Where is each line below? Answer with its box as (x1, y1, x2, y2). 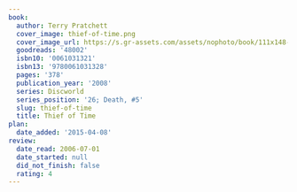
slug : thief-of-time (16, 104, 92, 112)
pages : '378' (16, 71, 65, 80)
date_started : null (16, 152, 89, 162)
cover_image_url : (16, 37, 81, 47)
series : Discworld (16, 87, 85, 96)
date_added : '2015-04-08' (16, 128, 113, 137)
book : (8, 12, 28, 22)
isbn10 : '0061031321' (16, 54, 97, 63)
